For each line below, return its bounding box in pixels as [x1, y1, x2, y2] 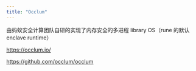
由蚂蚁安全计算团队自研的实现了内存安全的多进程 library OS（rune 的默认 [6, 26, 190, 33]
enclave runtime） [6, 34, 52, 41]
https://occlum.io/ [6, 46, 51, 53]
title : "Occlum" [6, 8, 47, 15]
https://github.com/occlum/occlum [6, 58, 94, 65]
